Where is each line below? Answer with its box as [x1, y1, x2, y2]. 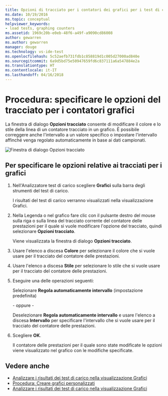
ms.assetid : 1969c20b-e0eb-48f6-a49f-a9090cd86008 [5, 30, 113, 35]
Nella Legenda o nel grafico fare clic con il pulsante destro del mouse [12, 212, 156, 218]
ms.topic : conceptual [5, 16, 50, 21]
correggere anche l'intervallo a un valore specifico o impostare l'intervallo [5, 131, 157, 137]
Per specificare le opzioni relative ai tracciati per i [5, 161, 162, 170]
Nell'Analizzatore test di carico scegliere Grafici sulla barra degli [12, 182, 145, 188]
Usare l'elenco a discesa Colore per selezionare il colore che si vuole [12, 247, 155, 253]
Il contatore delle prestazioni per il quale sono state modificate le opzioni [12, 342, 162, 348]
